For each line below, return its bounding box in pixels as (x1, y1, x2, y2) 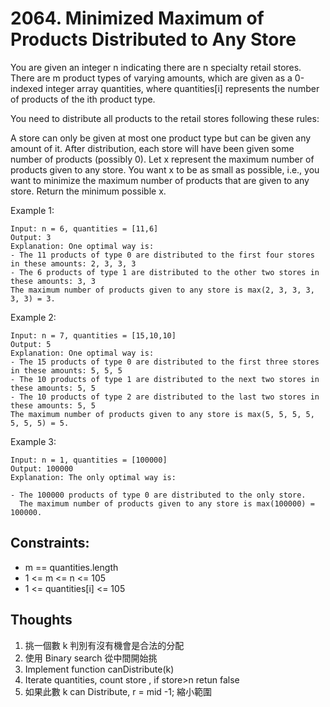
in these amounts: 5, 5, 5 (10, 365, 123, 376)
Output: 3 (10, 232, 52, 242)
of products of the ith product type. (10, 93, 156, 105)
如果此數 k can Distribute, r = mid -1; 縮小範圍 (24, 685, 213, 697)
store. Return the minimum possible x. (10, 185, 167, 197)
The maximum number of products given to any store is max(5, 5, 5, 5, (10, 409, 315, 419)
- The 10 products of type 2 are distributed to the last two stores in (10, 392, 320, 402)
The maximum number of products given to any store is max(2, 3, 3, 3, (10, 285, 315, 295)
